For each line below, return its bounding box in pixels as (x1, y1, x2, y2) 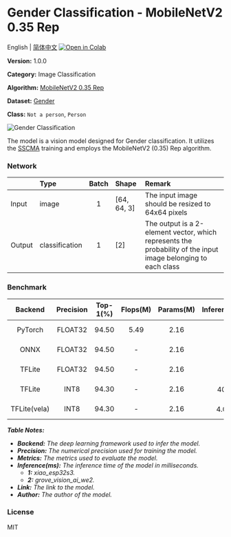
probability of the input (144, 245, 219, 254)
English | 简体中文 (7, 43, 58, 51)
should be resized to (144, 199, 211, 209)
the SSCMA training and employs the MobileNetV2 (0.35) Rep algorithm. (7, 144, 212, 152)
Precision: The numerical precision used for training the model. (16, 446, 197, 454)
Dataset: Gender (7, 96, 55, 105)
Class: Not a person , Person (7, 110, 87, 118)
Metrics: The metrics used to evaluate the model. (16, 454, 158, 462)
